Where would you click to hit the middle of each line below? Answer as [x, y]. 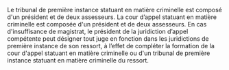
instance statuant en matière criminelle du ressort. [78, 60]
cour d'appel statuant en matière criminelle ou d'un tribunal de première [109, 53]
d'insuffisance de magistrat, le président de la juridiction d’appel [98, 31]
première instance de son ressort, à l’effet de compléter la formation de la [111, 46]
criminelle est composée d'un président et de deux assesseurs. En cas [107, 24]
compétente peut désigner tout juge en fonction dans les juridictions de [108, 39]
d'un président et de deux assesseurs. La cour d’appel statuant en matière [112, 17]
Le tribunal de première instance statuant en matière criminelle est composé [115, 10]
